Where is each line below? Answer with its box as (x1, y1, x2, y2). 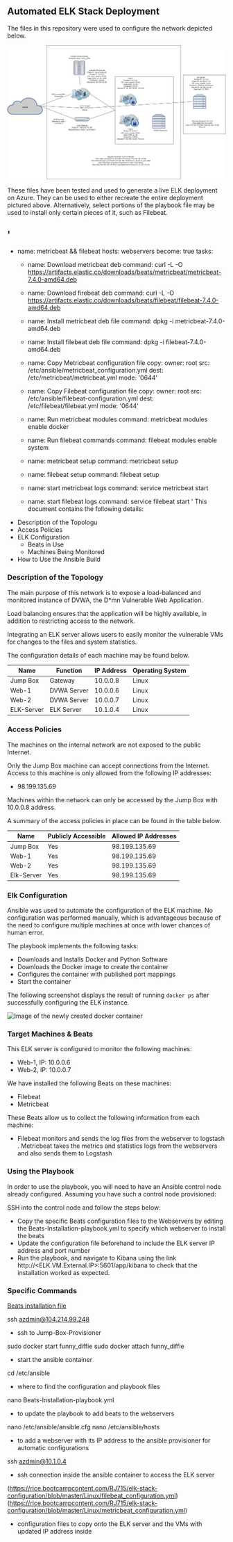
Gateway (49, 676, 75, 685)
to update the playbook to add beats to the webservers (17, 1409, 175, 1418)
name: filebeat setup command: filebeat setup (27, 471, 159, 479)
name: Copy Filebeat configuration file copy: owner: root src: (27, 387, 202, 396)
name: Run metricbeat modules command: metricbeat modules (27, 415, 208, 423)
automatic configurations (17, 1444, 89, 1452)
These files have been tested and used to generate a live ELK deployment (7, 186, 218, 195)
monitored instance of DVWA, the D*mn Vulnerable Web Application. (7, 596, 203, 604)
